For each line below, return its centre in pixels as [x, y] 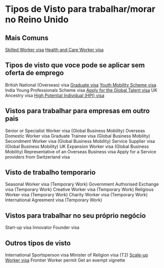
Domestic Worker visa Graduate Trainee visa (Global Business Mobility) [78, 136]
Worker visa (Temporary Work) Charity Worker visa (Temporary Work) [77, 195]
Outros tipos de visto [38, 243]
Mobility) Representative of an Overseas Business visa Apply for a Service [81, 151]
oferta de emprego [35, 73]
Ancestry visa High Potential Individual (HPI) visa [55, 95]
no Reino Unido [37, 20]
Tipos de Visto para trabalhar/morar [80, 9]
